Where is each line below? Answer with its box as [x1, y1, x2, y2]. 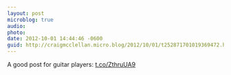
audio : [7, 22, 26, 29]
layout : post [7, 10, 45, 17]
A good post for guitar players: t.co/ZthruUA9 [7, 61, 136, 68]
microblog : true [7, 16, 54, 23]
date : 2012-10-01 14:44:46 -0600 [7, 35, 103, 42]
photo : [7, 29, 26, 36]
